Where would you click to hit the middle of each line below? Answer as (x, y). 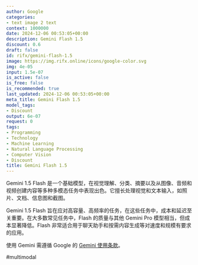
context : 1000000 (27, 28)
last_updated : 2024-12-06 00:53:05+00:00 (58, 94)
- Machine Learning (30, 143)
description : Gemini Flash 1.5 (45, 39)
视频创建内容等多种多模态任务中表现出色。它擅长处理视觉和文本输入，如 (94, 190)
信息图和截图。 (50, 198)
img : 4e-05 (20, 67)
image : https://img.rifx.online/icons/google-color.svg (76, 61)
